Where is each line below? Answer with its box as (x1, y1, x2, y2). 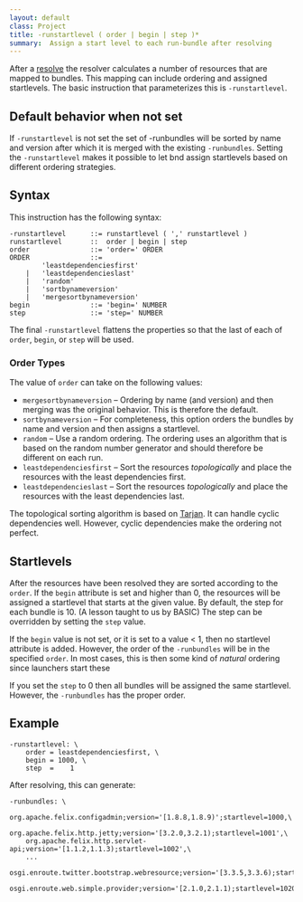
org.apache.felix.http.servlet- (25, 836, 147, 846)
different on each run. (22, 452, 104, 463)
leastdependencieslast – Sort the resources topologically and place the (22, 481, 289, 492)
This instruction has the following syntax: (9, 212, 162, 223)
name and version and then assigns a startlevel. (22, 423, 200, 434)
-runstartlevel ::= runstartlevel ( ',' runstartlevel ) (9, 229, 248, 238)
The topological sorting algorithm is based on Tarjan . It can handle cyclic (9, 508, 280, 519)
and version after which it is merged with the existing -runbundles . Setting (9, 142, 284, 154)
